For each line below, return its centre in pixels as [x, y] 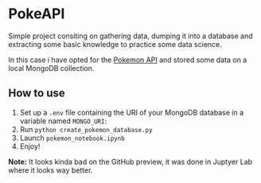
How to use [37, 93]
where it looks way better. [51, 170]
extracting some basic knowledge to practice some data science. [115, 44]
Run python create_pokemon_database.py [86, 129]
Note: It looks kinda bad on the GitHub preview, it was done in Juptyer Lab [130, 162]
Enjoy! [30, 146]
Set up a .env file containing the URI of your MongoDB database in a [132, 112]
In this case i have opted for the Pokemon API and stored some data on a [128, 60]
